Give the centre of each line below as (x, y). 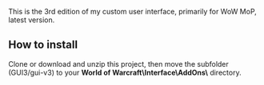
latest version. (32, 20)
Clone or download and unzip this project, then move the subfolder (119, 64)
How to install (43, 45)
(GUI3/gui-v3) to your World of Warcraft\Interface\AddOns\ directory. (125, 72)
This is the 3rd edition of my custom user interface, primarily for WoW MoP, (133, 12)
